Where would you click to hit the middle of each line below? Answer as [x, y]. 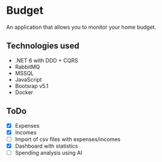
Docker [24, 92]
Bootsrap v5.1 [32, 86]
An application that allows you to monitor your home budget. [81, 27]
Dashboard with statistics [46, 146]
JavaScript [28, 79]
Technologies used [43, 46]
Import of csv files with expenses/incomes [67, 139]
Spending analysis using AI [48, 152]
